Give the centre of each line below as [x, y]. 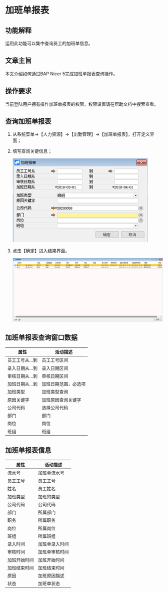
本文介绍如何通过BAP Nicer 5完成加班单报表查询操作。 [61, 74]
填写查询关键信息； [32, 151]
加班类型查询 [55, 392]
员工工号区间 [55, 360]
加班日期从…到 [22, 384]
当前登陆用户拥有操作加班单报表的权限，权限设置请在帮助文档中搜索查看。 [82, 104]
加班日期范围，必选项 [64, 384]
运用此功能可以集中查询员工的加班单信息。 [49, 43]
